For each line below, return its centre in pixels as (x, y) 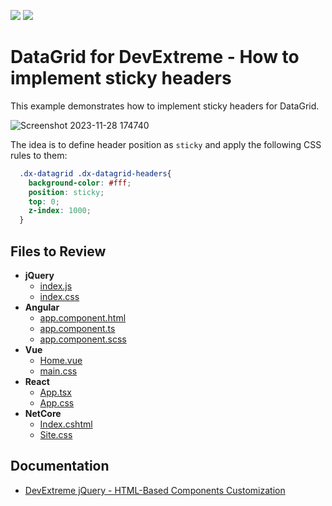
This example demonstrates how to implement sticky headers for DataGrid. (165, 106)
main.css (58, 371)
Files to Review (58, 251)
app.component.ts (77, 328)
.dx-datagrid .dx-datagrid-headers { (95, 173)
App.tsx (55, 392)
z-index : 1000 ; (60, 211)
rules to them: (39, 155)
